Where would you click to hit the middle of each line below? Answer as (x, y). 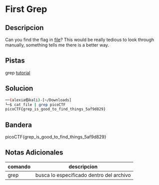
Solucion (19, 88)
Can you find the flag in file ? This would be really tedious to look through (80, 39)
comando (19, 166)
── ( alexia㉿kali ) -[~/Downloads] (38, 100)
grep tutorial (18, 72)
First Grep (26, 9)
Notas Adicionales (34, 153)
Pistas (15, 61)
